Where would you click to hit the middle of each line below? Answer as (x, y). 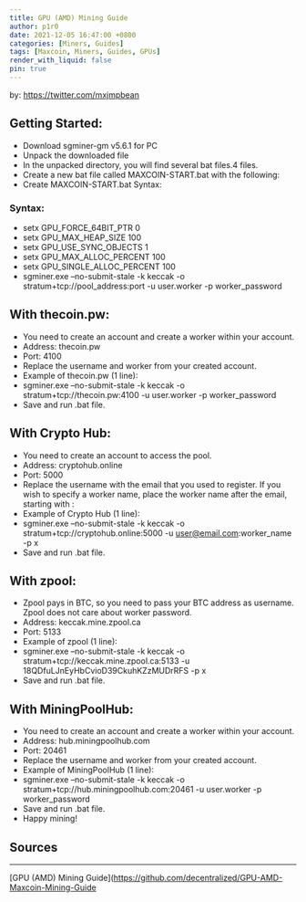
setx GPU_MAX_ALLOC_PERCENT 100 (94, 257)
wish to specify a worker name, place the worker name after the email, (155, 494)
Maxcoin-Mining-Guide (53, 887)
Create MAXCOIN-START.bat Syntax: (92, 184)
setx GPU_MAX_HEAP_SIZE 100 (82, 237)
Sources (34, 847)
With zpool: (43, 581)
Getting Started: (56, 124)
